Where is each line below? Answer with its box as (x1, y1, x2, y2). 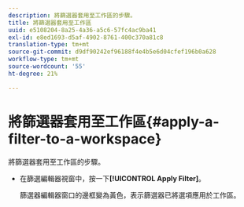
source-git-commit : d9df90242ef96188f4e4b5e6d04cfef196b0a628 (8, 48, 216, 56)
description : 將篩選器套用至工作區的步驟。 (8, 11, 136, 20)
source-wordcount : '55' (8, 63, 87, 71)
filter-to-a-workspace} (8, 130, 162, 147)
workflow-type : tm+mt (8, 56, 79, 64)
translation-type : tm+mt (8, 41, 90, 49)
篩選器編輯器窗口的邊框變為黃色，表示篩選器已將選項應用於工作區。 (19, 190, 241, 200)
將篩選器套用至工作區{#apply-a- (8, 113, 220, 130)
